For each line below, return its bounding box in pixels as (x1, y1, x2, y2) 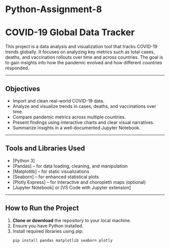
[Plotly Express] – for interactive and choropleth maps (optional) (12, 179, 146, 185)
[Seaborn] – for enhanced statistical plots (12, 174, 99, 180)
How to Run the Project (5, 204, 79, 213)
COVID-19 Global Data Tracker (5, 27, 135, 38)
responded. (5, 65, 29, 71)
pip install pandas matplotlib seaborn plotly (12, 238, 113, 243)
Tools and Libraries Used (5, 144, 85, 153)
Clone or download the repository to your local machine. (12, 217, 132, 223)
